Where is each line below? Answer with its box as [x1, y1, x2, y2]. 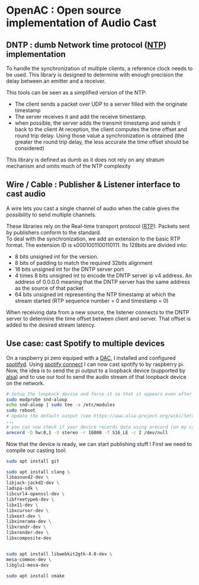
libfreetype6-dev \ [6, 497, 54, 502]
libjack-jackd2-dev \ [6, 480, 60, 486]
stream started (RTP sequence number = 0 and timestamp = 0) [14, 297, 169, 304]
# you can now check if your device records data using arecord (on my [6, 424, 187, 430]
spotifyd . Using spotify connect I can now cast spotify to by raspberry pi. [6, 361, 185, 368]
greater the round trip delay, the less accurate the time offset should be [14, 138, 190, 146]
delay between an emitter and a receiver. [6, 78, 106, 84]
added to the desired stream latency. [6, 321, 96, 328]
